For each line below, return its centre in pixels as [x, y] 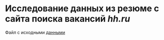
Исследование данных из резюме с [82, 9]
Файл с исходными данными [35, 32]
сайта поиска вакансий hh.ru [68, 19]
